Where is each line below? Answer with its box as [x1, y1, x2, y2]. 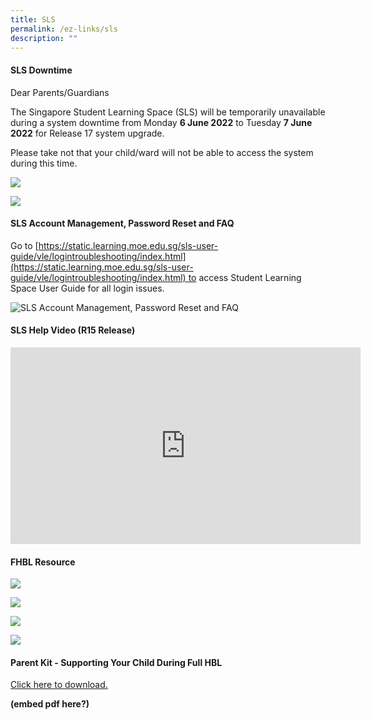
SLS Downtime [10, 64, 73, 76]
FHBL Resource [10, 556, 76, 568]
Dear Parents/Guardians [10, 86, 110, 98]
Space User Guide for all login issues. [10, 282, 165, 294]
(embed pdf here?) [10, 698, 90, 710]
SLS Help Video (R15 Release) [10, 324, 136, 336]
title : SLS [10, 14, 56, 25]
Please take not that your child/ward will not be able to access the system [10, 146, 314, 158]
